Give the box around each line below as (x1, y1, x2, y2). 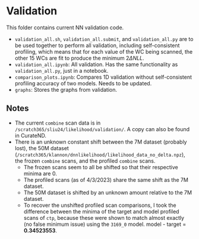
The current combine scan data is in (14, 119, 101, 126)
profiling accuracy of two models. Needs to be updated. (14, 79, 152, 87)
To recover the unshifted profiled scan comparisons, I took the (23, 201, 176, 209)
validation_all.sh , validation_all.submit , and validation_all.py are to (14, 35, 194, 42)
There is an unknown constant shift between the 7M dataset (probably (14, 138, 187, 145)
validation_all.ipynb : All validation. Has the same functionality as (14, 61, 178, 68)
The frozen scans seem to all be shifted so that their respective (23, 163, 178, 170)
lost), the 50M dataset (14, 144, 70, 151)
